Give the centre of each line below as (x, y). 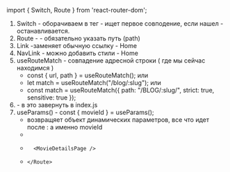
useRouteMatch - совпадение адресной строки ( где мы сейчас (111, 61)
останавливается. (43, 31)
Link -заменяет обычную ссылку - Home (76, 46)
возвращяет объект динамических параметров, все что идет (118, 120)
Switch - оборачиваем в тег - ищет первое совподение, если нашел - (120, 23)
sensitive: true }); (51, 97)
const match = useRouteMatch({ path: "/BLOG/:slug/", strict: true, (121, 90)
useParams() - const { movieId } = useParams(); (85, 112)
